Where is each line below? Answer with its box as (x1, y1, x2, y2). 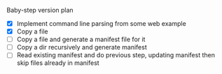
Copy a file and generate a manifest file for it (16, 35, 146, 44)
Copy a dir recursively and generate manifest (16, 43, 148, 52)
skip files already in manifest (16, 59, 99, 67)
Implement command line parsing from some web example (16, 20, 186, 27)
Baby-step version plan (6, 6, 74, 14)
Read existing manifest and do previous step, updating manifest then (16, 51, 215, 59)
